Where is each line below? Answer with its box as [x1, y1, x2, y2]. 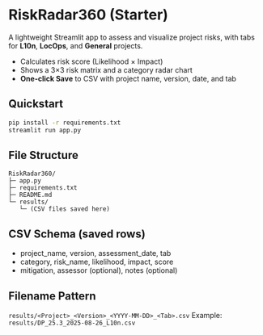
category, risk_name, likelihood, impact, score [19, 257, 174, 267]
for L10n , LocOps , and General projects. [8, 40, 143, 50]
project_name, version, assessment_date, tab [19, 249, 172, 258]
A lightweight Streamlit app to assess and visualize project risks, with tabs [8, 32, 255, 42]
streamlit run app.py [8, 126, 82, 134]
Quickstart [8, 97, 64, 111]
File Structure [8, 148, 78, 162]
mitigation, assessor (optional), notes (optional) [19, 266, 178, 275]
